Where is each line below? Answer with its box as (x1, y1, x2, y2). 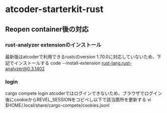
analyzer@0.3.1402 (5, 66, 45, 72)
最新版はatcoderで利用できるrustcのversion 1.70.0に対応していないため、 (5, 53, 157, 60)
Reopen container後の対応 (5, 25, 89, 33)
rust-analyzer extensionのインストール (5, 41, 102, 48)
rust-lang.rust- (101, 60, 132, 66)
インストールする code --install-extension (14, 60, 101, 66)
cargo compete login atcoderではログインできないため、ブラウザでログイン (5, 90, 162, 96)
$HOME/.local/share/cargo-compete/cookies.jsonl (5, 102, 110, 108)
